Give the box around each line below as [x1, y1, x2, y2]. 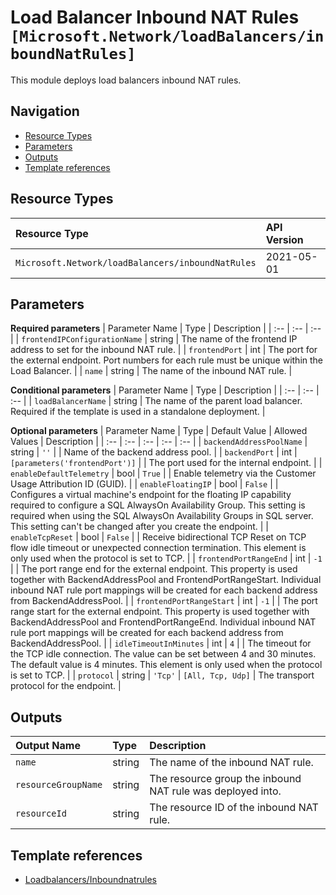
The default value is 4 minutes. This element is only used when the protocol [10, 659, 323, 671]
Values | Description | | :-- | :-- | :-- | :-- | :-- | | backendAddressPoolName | [10, 436, 308, 448]
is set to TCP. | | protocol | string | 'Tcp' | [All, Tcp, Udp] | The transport [10, 669, 315, 681]
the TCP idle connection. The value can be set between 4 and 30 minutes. [10, 648, 317, 660]
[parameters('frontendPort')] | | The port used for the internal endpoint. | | [10, 457, 323, 469]
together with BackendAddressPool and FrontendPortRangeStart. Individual [10, 574, 322, 586]
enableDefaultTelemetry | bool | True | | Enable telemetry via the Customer [10, 467, 317, 480]
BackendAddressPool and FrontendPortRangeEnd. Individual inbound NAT [10, 616, 317, 628]
